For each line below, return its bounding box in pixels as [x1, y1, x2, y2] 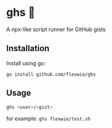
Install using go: [6, 59, 46, 66]
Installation [6, 43, 50, 54]
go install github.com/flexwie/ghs [6, 71, 96, 77]
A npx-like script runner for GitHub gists [6, 26, 106, 33]
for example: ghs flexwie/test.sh [6, 115, 91, 123]
